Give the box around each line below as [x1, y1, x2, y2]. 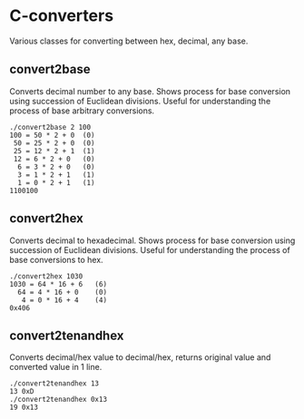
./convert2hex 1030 [9, 271, 83, 281]
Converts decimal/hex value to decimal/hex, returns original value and [9, 352, 271, 363]
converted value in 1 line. [9, 362, 103, 373]
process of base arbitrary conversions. [9, 105, 155, 116]
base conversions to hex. [9, 254, 103, 265]
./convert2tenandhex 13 [9, 379, 100, 388]
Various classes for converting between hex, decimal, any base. [9, 35, 249, 46]
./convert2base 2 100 [9, 122, 92, 132]
